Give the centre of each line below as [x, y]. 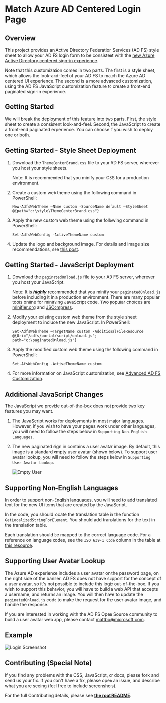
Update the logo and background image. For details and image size [81, 244]
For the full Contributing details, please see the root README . [68, 695]
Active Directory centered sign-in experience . [52, 60]
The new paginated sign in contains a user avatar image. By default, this [86, 447]
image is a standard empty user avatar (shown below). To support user [85, 452]
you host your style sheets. [40, 168]
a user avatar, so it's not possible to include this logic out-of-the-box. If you [82, 584]
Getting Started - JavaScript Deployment [70, 265]
